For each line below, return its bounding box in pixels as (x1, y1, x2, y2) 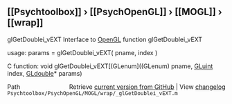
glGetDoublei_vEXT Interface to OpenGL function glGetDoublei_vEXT (7, 35, 203, 43)
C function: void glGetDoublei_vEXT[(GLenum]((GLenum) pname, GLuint (7, 62, 213, 70)
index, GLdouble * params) (7, 69, 82, 77)
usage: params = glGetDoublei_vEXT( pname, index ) (7, 48, 158, 56)
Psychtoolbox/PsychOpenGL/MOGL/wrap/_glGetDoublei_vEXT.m (7, 90, 178, 96)
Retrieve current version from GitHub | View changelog (69, 83, 226, 91)
